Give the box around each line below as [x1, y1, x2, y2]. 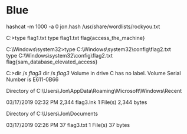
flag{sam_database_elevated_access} [6, 58, 98, 65]
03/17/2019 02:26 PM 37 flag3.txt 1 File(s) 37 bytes [6, 121, 130, 128]
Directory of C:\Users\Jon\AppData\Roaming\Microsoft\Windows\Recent [6, 87, 182, 94]
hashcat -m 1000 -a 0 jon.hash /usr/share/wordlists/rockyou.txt [6, 23, 160, 30]
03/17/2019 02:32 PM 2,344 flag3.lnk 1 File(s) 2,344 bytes [6, 98, 147, 106]
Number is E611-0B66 [6, 76, 59, 83]
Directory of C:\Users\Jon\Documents [6, 110, 99, 117]
